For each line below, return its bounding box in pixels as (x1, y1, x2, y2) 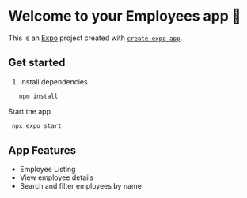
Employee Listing (19, 165, 76, 174)
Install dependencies (19, 77, 89, 86)
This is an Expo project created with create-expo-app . (8, 33, 183, 43)
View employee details (19, 173, 93, 182)
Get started (8, 56, 66, 69)
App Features (8, 144, 77, 157)
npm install (18, 92, 59, 100)
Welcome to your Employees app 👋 (8, 7, 241, 25)
